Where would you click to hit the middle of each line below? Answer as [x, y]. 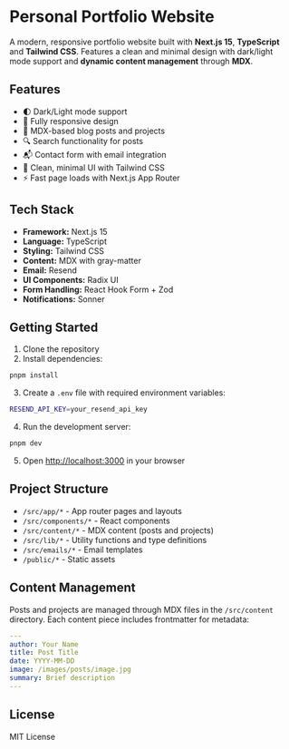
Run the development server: [77, 427]
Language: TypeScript [64, 241]
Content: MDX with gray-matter [82, 260]
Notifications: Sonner [63, 299]
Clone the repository [61, 349]
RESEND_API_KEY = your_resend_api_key [78, 410]
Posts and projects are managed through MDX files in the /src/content [141, 609]
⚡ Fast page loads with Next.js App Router [101, 178]
